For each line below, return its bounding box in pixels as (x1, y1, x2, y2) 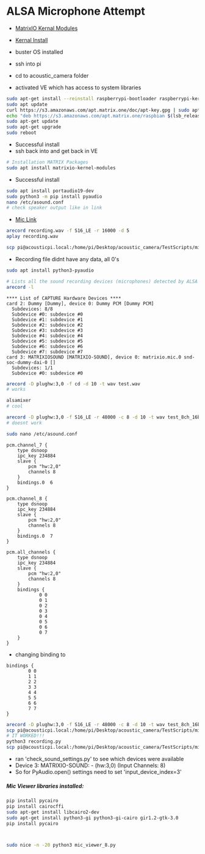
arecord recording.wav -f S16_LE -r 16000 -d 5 (6, 228, 130, 234)
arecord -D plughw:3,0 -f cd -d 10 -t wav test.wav (6, 381, 140, 387)
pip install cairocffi (6, 803, 64, 809)
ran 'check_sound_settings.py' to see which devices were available (15, 756, 184, 763)
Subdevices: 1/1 (12, 365, 53, 371)
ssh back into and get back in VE (15, 147, 98, 155)
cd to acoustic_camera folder (15, 72, 89, 79)
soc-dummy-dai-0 (6, 359, 48, 365)
